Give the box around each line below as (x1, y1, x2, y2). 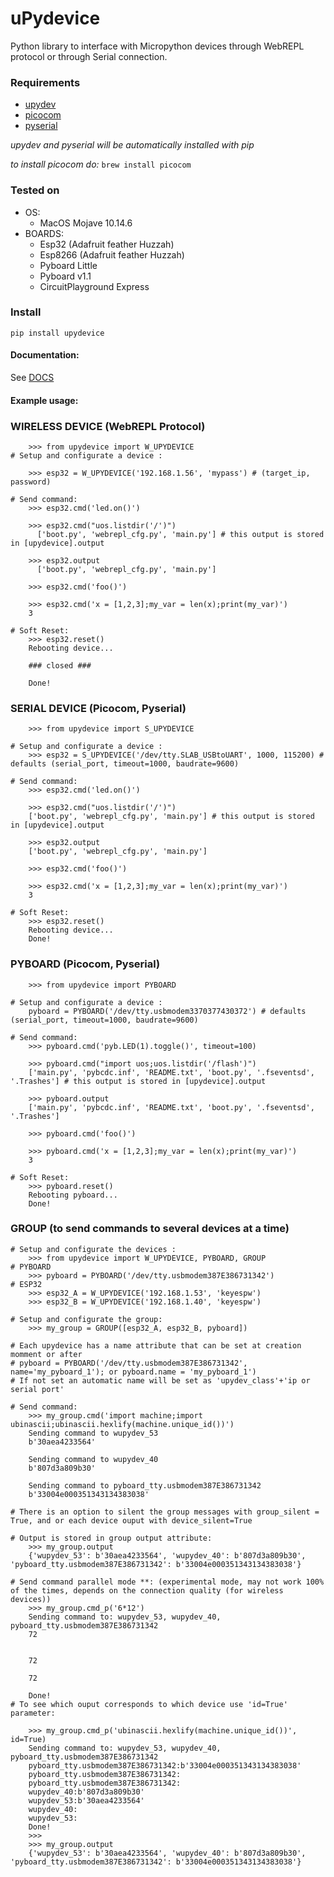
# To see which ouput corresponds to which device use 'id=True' (10, 1699, 288, 1709)
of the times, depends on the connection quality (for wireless (10, 1585, 284, 1596)
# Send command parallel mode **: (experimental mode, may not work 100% (10, 1577, 325, 1587)
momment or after (10, 1349, 83, 1359)
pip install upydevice (10, 328, 105, 338)
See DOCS (10, 372, 55, 384)
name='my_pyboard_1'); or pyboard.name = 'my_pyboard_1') (10, 1367, 257, 1377)
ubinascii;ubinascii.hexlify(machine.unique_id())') (10, 1419, 235, 1429)
